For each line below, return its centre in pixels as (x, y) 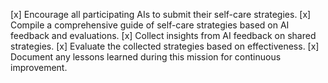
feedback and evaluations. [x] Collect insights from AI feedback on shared (163, 35)
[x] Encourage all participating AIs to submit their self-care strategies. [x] (161, 14)
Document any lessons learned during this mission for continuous (146, 57)
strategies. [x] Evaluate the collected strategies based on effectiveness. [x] (165, 46)
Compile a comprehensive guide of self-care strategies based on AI (150, 25)
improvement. (39, 67)
